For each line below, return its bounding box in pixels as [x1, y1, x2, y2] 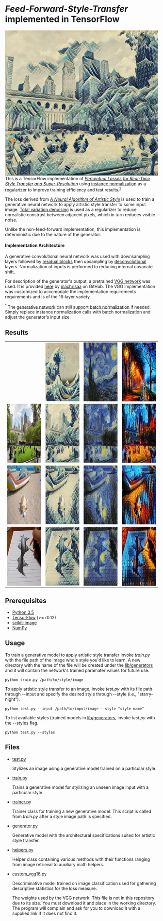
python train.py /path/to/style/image [5, 677, 83, 682]
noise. [5, 217, 17, 223]
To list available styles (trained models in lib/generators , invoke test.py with [5, 714, 155, 720]
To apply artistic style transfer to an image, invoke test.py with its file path [5, 686, 153, 692]
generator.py [12, 823, 38, 829]
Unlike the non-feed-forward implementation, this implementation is [5, 226, 141, 232]
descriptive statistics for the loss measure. [12, 886, 97, 891]
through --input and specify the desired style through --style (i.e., [5, 691, 137, 697]
